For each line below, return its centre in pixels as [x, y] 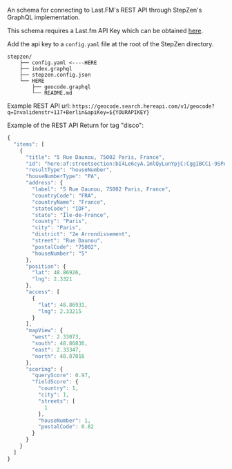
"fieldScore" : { [55, 382]
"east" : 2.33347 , [57, 350]
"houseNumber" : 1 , [64, 421]
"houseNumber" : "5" [60, 253]
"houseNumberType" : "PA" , [62, 176]
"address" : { [44, 183]
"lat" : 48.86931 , [63, 305]
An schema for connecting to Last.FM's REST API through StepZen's [105, 10]
